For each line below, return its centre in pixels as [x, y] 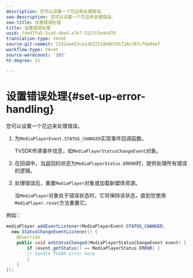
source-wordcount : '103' [36, 55]
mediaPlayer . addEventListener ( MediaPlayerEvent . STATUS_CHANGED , [86, 226]
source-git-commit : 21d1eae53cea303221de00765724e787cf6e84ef [83, 44]
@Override [29, 238]
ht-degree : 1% [23, 60]
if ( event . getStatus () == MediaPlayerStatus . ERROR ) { [94, 248]
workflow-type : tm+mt [32, 50]
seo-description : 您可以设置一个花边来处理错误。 [61, 17]
